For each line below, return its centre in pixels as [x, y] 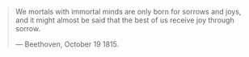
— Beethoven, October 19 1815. [67, 44]
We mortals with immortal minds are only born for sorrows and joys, [128, 12]
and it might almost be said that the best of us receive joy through [125, 20]
